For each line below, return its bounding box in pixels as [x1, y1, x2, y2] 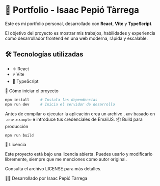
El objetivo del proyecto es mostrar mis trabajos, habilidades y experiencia [5, 30, 156, 36]
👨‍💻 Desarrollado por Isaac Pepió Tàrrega [5, 175, 87, 181]
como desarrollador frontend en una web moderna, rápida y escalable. [5, 35, 148, 41]
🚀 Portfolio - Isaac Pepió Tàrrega [5, 4, 139, 16]
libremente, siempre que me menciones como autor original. [5, 157, 127, 162]
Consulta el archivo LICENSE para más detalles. [5, 166, 102, 172]
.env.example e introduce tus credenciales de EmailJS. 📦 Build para [5, 116, 143, 122]
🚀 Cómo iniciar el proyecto [5, 88, 59, 94]
